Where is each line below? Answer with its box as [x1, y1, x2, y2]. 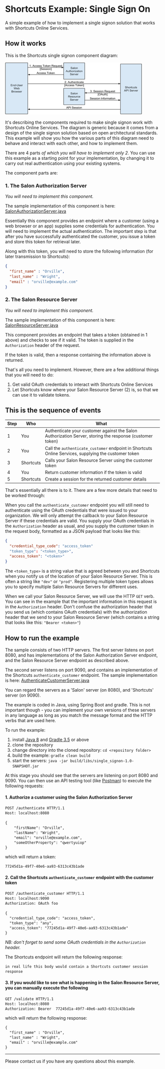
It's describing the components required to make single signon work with [5, 119, 153, 125]
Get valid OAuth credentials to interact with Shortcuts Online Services [12, 381, 153, 387]
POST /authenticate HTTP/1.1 [5, 806, 65, 811]
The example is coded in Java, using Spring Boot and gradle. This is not [5, 701, 151, 707]
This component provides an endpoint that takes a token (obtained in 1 [5, 332, 148, 337]
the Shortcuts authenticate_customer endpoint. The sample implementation [5, 672, 158, 678]
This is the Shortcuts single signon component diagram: [5, 52, 118, 58]
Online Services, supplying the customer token [45, 450, 139, 456]
